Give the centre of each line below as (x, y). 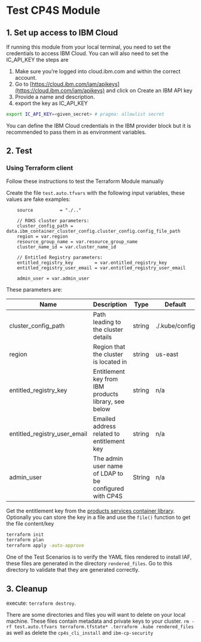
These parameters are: (34, 289)
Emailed (104, 419)
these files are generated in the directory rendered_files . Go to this (89, 563)
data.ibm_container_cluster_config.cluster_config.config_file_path (93, 231)
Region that (109, 347)
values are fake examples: (38, 199)
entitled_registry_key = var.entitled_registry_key (92, 262)
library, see (109, 401)
